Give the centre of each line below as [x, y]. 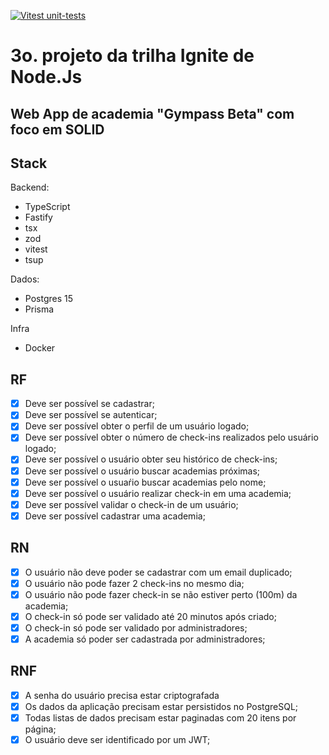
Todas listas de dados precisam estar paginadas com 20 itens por [160, 717]
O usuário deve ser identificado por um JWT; [117, 740]
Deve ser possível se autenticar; [91, 415]
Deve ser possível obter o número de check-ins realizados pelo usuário [171, 437]
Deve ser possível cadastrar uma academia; [115, 516]
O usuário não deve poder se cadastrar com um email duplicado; [158, 572]
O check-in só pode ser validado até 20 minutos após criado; [150, 616]
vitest [36, 249]
